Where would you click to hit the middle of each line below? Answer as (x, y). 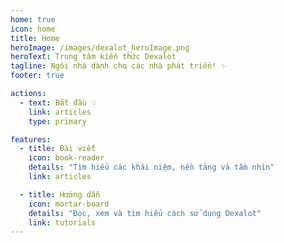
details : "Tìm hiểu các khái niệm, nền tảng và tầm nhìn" (151, 167)
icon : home (33, 29)
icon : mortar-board (69, 204)
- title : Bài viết (58, 149)
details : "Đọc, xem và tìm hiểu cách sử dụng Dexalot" (145, 213)
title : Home (35, 38)
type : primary (57, 121)
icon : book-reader (66, 158)
